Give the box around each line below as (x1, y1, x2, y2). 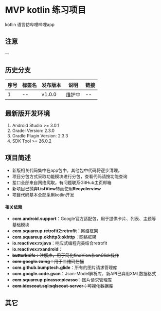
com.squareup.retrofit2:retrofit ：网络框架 (12, 228, 98, 234)
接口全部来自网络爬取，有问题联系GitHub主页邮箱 (12, 179, 112, 186)
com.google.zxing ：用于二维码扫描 (12, 259, 84, 265)
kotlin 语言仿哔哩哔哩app (5, 22, 55, 27)
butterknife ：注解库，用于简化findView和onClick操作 (12, 252, 119, 258)
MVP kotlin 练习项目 (5, 4, 87, 16)
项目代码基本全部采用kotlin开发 (12, 192, 74, 198)
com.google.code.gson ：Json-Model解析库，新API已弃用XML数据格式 (12, 271, 157, 277)
